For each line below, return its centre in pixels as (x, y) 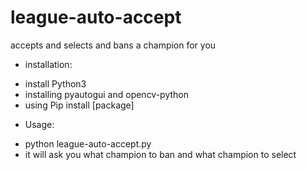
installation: (48, 64)
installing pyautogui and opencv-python (107, 94)
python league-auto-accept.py (88, 143)
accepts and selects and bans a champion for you (113, 45)
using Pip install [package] (79, 105)
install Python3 (55, 83)
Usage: (39, 124)
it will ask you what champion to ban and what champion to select (160, 154)
